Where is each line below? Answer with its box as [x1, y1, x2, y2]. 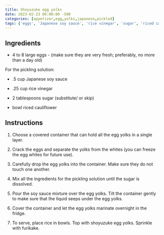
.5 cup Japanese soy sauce [12, 76, 68, 82]
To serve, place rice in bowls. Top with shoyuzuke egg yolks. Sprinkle [12, 220, 152, 226]
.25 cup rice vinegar [12, 86, 53, 92]
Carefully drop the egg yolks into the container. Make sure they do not [12, 161, 153, 167]
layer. [12, 137, 23, 142]
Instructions [5, 118, 43, 127]
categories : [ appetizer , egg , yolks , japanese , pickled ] [5, 16, 115, 21]
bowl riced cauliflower [12, 105, 57, 111]
